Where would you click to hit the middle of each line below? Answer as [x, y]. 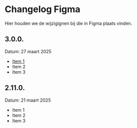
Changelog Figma [42, 9]
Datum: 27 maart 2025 [28, 51]
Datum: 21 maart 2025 [28, 100]
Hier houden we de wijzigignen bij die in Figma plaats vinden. [68, 23]
